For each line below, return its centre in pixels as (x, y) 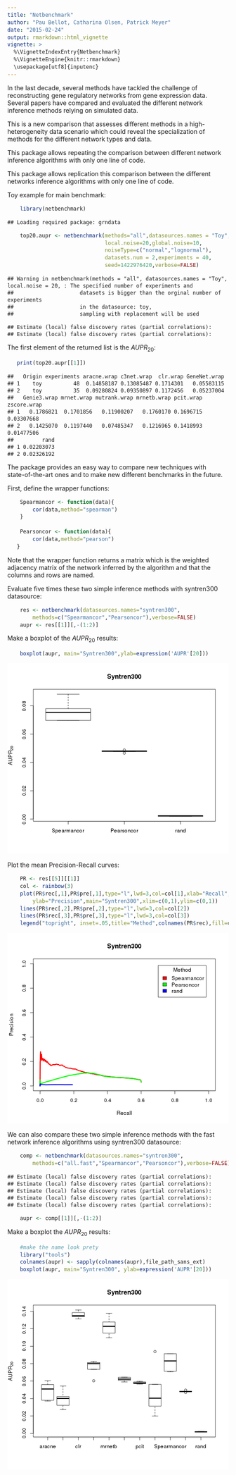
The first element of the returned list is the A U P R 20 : (81, 348)
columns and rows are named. (51, 575)
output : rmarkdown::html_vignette (58, 37)
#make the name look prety (59, 1247)
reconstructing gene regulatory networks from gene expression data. (107, 95)
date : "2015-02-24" (36, 30)
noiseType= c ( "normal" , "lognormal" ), (158, 250)
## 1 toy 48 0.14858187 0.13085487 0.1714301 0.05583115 (116, 383)
